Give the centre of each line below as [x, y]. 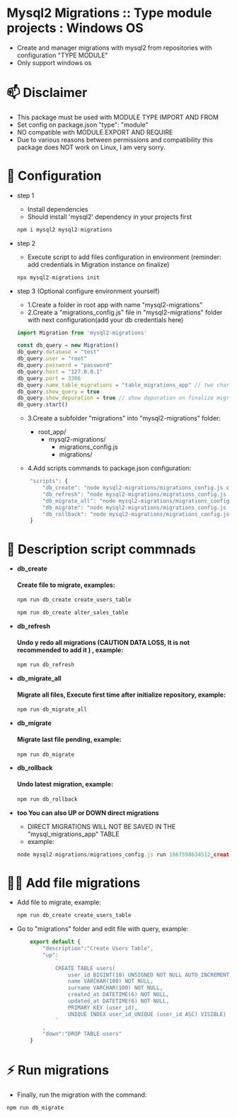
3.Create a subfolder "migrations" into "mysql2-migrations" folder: [124, 418]
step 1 [25, 195]
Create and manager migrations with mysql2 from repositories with [114, 47]
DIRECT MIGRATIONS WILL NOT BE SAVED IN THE [102, 826]
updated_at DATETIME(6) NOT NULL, [118, 1001]
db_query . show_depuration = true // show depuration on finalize [115, 398]
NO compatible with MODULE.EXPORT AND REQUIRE [95, 132]
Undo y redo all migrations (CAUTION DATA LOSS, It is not [103, 642]
